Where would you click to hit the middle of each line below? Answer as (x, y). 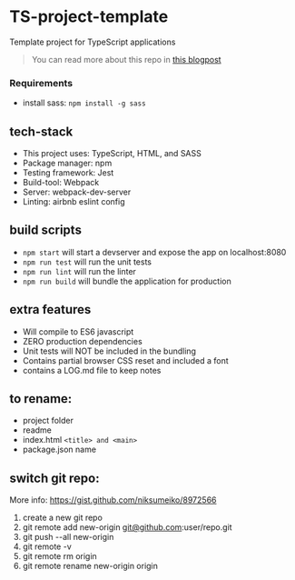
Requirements (41, 83)
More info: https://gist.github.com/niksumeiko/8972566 (113, 500)
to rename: (41, 399)
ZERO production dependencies (82, 341)
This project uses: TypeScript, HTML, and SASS (112, 154)
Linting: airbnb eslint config (74, 202)
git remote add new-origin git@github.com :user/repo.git (128, 527)
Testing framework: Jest (68, 173)
